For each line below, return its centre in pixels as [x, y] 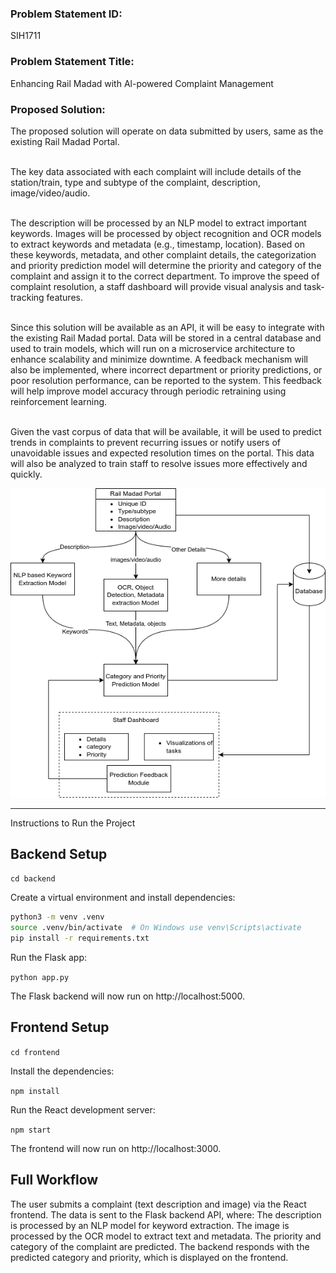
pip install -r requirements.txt [80, 938]
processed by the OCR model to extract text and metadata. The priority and [166, 1236]
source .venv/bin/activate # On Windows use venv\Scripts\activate [156, 928]
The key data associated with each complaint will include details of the [156, 171]
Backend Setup [59, 853]
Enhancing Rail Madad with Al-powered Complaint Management [142, 83]
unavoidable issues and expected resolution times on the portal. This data [162, 453]
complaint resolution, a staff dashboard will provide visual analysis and [156, 286]
